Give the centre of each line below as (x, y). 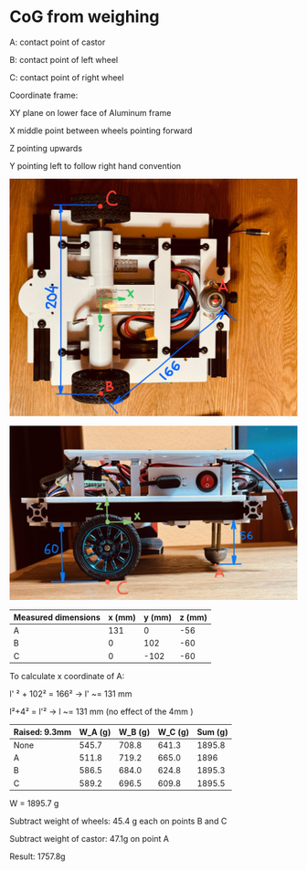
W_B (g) (134, 731)
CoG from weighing (85, 17)
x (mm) (122, 617)
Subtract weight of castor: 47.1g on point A (89, 839)
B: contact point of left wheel (64, 59)
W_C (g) (174, 731)
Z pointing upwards (46, 148)
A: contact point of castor (58, 42)
